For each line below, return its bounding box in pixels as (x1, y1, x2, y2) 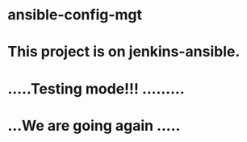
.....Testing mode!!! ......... (7, 79, 185, 98)
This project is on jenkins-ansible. (7, 43, 241, 61)
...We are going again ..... (7, 116, 181, 135)
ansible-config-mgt (7, 6, 143, 24)
